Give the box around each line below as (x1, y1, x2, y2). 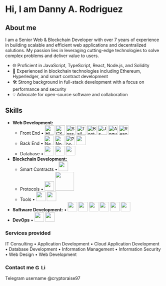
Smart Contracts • (19, 166, 57, 172)
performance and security (12, 86, 66, 92)
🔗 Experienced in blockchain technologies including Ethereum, (12, 68, 141, 74)
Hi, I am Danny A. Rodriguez (5, 4, 123, 15)
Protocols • (19, 186, 43, 192)
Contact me (5, 264, 34, 271)
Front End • (19, 130, 44, 136)
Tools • (19, 196, 35, 202)
